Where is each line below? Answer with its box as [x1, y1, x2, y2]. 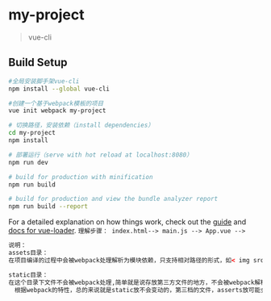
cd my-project [8, 129, 56, 137]
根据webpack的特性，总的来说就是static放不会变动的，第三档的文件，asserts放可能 [14, 286, 261, 294]
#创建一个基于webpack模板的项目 [8, 99, 104, 107]
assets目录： [8, 249, 48, 257]
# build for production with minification [8, 173, 153, 181]
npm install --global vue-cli [8, 85, 110, 93]
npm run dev [8, 158, 48, 166]
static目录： [8, 270, 48, 279]
